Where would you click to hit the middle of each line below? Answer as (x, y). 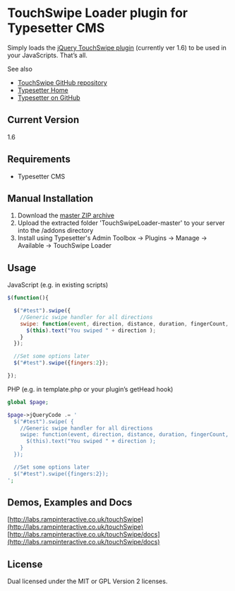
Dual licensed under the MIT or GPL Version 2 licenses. (88, 581)
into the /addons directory (55, 231)
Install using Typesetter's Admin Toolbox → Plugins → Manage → (112, 238)
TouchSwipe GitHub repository (62, 82)
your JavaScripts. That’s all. (48, 55)
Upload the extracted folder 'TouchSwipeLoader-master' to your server (121, 223)
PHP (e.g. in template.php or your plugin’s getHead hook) (90, 389)
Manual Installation (50, 199)
